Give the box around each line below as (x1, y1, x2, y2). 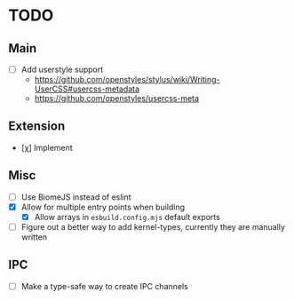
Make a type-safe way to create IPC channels (20, 280, 188, 291)
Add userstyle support (20, 64, 104, 75)
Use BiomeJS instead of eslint (20, 192, 131, 202)
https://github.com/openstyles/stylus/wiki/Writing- (34, 75, 220, 85)
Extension (8, 119, 66, 134)
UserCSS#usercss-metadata (34, 83, 139, 94)
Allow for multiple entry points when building (20, 201, 186, 212)
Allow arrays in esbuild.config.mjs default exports (34, 211, 221, 222)
